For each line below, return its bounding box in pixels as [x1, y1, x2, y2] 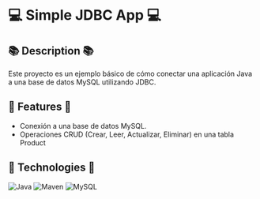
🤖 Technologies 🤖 [8, 161, 96, 175]
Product [19, 137, 46, 147]
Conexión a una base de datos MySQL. [19, 121, 147, 130]
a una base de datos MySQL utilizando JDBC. [8, 77, 156, 87]
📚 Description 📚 [8, 44, 94, 58]
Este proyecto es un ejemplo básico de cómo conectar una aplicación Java [8, 69, 253, 78]
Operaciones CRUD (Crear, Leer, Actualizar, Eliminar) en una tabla [19, 130, 235, 139]
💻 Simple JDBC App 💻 [8, 6, 162, 24]
